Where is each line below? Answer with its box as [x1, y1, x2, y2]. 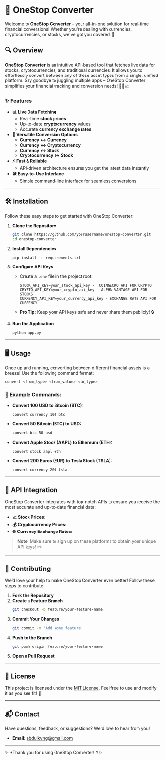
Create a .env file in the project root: [19, 273, 93, 279]
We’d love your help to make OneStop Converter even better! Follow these [5, 577, 155, 584]
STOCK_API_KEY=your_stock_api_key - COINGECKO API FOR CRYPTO [19, 283, 152, 288]
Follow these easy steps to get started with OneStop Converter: [5, 213, 134, 219]
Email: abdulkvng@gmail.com [12, 735, 73, 741]
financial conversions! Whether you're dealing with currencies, [5, 26, 132, 32]
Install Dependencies [12, 245, 56, 251]
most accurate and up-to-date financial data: [5, 504, 96, 510]
